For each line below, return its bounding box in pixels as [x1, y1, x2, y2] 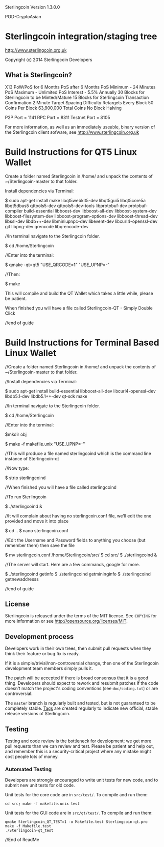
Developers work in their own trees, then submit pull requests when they [5, 645, 152, 651]
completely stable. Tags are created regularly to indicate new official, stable [5, 705, 158, 711]
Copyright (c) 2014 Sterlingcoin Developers [5, 57, 93, 62]
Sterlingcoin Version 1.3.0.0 [5, 4, 60, 10]
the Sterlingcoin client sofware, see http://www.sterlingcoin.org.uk [5, 129, 140, 135]
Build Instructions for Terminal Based [5, 337, 160, 348]
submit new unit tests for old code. [5, 782, 75, 788]
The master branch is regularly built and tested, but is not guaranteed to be [5, 700, 156, 706]
